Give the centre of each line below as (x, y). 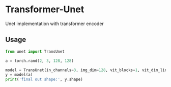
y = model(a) (19, 75)
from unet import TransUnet (35, 51)
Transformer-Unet (45, 9)
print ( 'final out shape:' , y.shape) (44, 80)
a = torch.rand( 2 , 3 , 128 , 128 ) (39, 61)
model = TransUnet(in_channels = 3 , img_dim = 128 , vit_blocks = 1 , (73, 70)
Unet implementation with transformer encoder (55, 24)
